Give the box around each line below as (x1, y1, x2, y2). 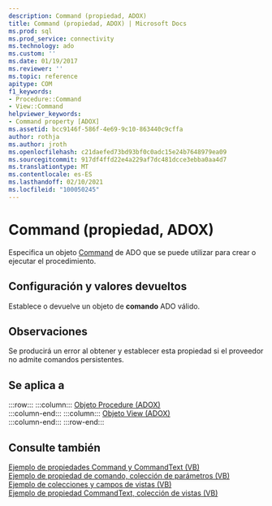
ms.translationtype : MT (8, 163, 89, 171)
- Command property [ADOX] (8, 118, 100, 126)
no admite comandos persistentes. (8, 355, 124, 365)
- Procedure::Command (8, 95, 82, 103)
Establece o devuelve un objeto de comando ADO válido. (8, 301, 201, 311)
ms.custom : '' (8, 50, 57, 58)
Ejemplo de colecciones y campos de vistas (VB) (8, 479, 172, 489)
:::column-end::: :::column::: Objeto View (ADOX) (8, 409, 171, 418)
